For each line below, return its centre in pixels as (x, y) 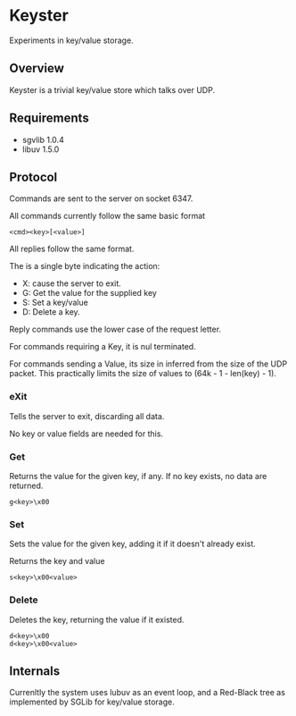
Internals (35, 671)
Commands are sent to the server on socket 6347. (101, 198)
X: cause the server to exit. (72, 283)
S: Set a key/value (55, 303)
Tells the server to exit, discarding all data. (87, 416)
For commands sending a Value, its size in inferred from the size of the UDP (148, 364)
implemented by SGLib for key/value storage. (92, 702)
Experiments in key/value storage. (71, 40)
